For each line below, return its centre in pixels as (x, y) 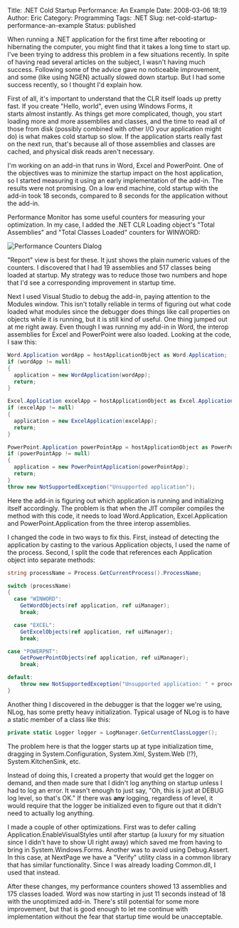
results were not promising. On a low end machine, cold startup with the (113, 188)
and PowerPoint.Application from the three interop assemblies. (99, 523)
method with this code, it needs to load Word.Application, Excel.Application (117, 516)
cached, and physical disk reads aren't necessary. (81, 152)
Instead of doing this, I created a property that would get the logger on (111, 775)
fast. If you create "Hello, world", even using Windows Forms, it (100, 106)
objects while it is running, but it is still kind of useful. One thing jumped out (117, 319)
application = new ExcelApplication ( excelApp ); (86, 421)
